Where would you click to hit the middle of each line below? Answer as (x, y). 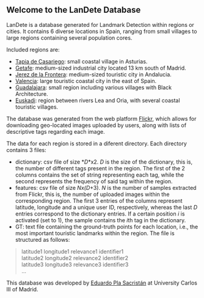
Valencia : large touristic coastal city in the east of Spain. (86, 81)
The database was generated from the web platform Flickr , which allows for (101, 118)
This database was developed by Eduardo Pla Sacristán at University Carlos (102, 283)
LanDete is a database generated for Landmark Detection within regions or (100, 24)
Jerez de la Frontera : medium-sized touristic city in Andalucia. (93, 74)
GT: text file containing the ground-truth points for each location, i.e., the (107, 227)
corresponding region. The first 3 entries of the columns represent (99, 200)
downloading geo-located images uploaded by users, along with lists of (97, 125)
